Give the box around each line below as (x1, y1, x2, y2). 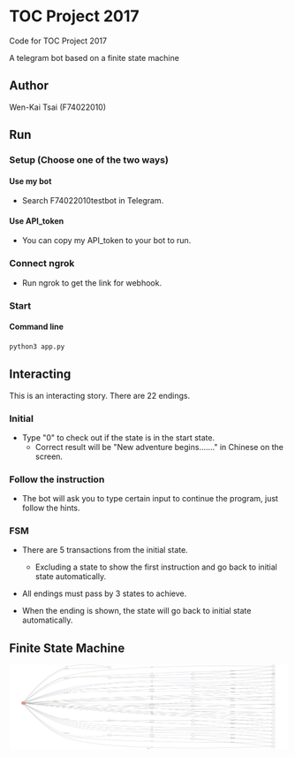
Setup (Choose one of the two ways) (9, 154, 170, 166)
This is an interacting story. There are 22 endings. (9, 390, 191, 401)
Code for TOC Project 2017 (9, 35, 108, 46)
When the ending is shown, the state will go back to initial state (21, 606, 252, 616)
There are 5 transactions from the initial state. (21, 545, 188, 555)
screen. (34, 451, 64, 462)
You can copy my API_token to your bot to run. (21, 235, 192, 246)
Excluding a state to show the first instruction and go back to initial (34, 562, 278, 572)
